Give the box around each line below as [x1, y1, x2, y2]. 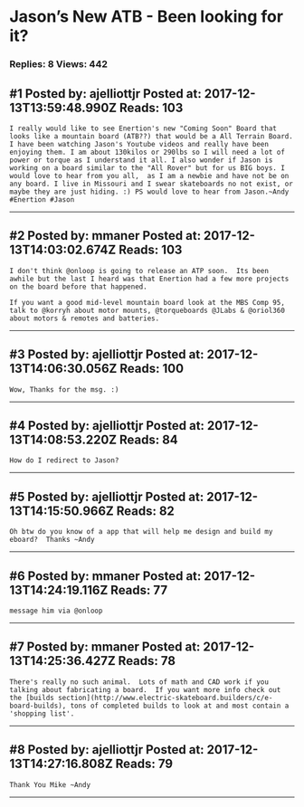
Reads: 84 [119, 432, 178, 447]
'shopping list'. [9, 708, 75, 718]
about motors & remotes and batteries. [9, 314, 160, 323]
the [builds [9, 693, 54, 702]
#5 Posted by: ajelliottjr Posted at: [9, 489, 204, 504]
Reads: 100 [119, 361, 184, 376]
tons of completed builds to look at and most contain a [70, 701, 290, 710]
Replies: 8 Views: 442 [9, 58, 109, 71]
